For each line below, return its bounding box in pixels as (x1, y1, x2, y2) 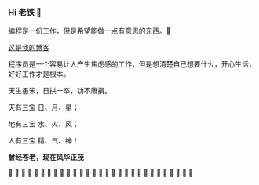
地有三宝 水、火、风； (8, 119, 79, 129)
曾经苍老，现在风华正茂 (8, 153, 84, 162)
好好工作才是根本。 (8, 69, 71, 79)
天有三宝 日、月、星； (8, 103, 79, 112)
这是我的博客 (8, 43, 49, 53)
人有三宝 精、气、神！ (8, 136, 79, 146)
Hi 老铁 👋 (8, 6, 42, 17)
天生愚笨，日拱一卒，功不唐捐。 (8, 86, 111, 96)
